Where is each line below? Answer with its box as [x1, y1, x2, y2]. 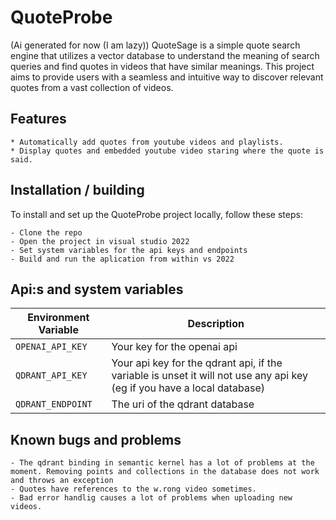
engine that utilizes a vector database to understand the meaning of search [10, 49, 320, 61]
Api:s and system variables [10, 281, 184, 298]
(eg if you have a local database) [111, 381, 266, 395]
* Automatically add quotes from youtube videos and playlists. [10, 137, 284, 147]
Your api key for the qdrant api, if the [111, 356, 283, 370]
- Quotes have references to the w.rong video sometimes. [10, 484, 257, 495]
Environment [27, 311, 90, 325]
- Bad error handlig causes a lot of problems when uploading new [10, 493, 293, 503]
